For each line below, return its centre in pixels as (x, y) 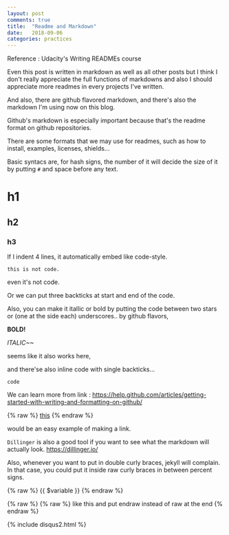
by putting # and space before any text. (63, 169)
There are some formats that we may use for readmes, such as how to (107, 141)
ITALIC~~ (21, 342)
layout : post (26, 13)
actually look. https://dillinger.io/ (53, 449)
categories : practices (40, 39)
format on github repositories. (49, 128)
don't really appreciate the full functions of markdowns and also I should (110, 79)
